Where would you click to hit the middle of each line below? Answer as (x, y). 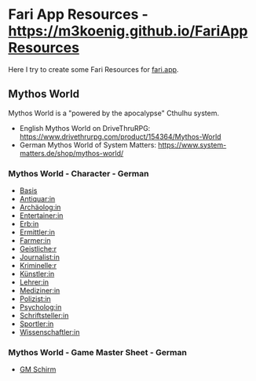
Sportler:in (37, 324)
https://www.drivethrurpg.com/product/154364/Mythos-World (120, 136)
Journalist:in (40, 257)
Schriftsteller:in (44, 316)
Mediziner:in (40, 291)
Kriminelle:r (38, 266)
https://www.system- (192, 145)
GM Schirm (38, 369)
